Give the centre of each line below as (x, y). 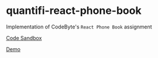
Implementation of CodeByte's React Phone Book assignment (79, 27)
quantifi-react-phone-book (74, 11)
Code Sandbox (24, 38)
